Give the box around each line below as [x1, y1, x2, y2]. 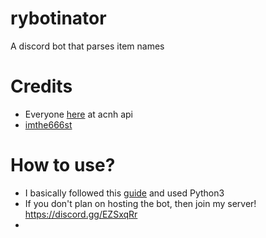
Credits [10, 75, 73, 98]
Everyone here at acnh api [24, 108, 133, 120]
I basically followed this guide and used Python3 [24, 187, 225, 199]
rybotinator [10, 7, 107, 30]
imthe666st [24, 118, 73, 131]
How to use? [10, 154, 116, 177]
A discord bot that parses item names [10, 40, 165, 52]
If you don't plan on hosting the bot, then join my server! [24, 197, 257, 209]
